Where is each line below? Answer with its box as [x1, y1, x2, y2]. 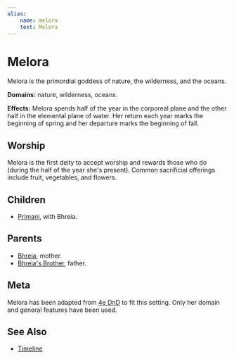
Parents [7, 233, 42, 245]
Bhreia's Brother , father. [17, 258, 86, 267]
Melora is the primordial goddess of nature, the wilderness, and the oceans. [7, 77, 227, 85]
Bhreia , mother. [17, 251, 62, 260]
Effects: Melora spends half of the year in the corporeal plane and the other [7, 104, 227, 113]
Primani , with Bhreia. [17, 212, 77, 220]
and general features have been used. [7, 306, 117, 314]
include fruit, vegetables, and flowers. [7, 173, 117, 182]
